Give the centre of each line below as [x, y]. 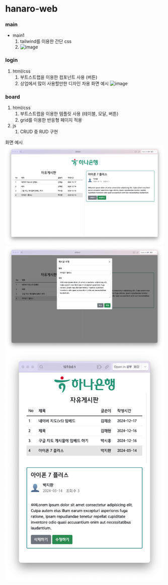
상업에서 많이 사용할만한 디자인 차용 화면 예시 [64, 83]
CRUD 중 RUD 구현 [39, 132]
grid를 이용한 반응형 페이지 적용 [51, 120]
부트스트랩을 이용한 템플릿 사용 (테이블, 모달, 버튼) [69, 114]
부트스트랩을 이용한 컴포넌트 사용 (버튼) [59, 77]
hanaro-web [31, 9]
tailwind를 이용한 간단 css [46, 41]
